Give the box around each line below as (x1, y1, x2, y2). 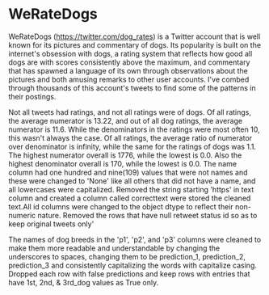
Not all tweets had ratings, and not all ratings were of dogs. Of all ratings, (8, 107, 252, 117)
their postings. (8, 91, 57, 101)
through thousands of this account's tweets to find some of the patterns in (8, 82, 256, 93)
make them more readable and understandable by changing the (8, 243, 221, 253)
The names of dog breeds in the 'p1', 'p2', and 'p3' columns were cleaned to (8, 234, 261, 244)
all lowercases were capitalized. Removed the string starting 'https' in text (8, 184, 254, 194)
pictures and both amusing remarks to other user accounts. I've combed (8, 74, 250, 84)
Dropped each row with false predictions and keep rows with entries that (8, 268, 250, 279)
